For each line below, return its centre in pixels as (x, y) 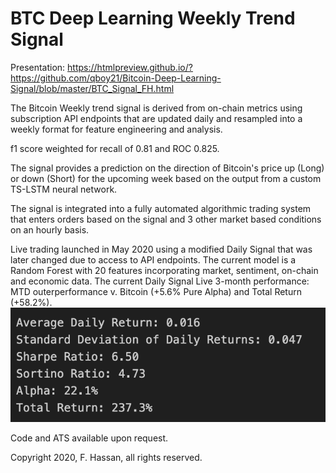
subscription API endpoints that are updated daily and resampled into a (156, 118)
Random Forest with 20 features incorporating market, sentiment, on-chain (164, 270)
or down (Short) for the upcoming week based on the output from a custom (166, 178)
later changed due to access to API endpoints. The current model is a (153, 259)
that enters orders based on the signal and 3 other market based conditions (166, 219)
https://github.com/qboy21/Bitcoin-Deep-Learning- (116, 78)
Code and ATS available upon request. (89, 438)
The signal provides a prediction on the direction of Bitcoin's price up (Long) (167, 168)
